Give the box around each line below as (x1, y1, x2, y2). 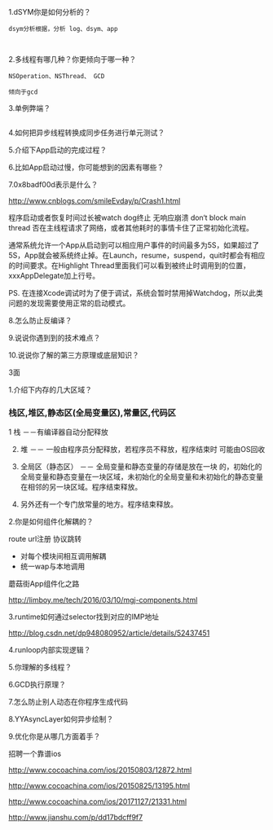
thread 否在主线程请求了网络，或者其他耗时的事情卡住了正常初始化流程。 (8, 223, 254, 232)
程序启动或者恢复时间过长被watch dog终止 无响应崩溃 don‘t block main (8, 213, 246, 222)
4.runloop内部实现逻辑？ (8, 645, 91, 655)
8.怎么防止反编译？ (8, 316, 73, 325)
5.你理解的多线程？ (8, 662, 72, 672)
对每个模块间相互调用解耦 (20, 551, 107, 561)
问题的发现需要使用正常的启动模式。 (8, 298, 130, 308)
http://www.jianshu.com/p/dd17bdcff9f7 (8, 813, 143, 823)
